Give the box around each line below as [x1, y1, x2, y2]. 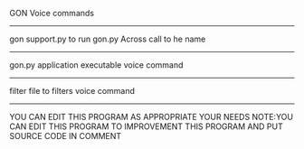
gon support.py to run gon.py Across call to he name [9, 33, 206, 44]
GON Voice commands [9, 8, 95, 18]
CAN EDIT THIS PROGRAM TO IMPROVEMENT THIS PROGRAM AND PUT [9, 121, 283, 132]
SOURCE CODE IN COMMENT [9, 131, 122, 141]
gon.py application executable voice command [9, 60, 184, 70]
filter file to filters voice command [9, 86, 136, 96]
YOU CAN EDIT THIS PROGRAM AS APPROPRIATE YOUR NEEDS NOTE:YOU [9, 112, 294, 122]
